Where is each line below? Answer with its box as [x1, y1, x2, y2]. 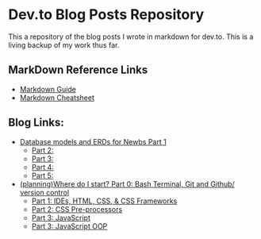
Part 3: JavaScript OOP [31, 221, 108, 231]
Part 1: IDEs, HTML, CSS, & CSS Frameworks [31, 196, 178, 206]
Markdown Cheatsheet [19, 93, 95, 102]
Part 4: [31, 162, 54, 172]
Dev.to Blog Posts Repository [8, 6, 205, 24]
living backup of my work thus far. [8, 40, 120, 49]
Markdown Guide [19, 84, 77, 94]
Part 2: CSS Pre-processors [31, 204, 123, 214]
